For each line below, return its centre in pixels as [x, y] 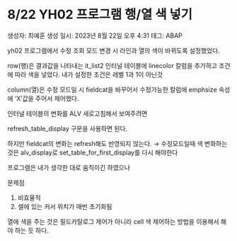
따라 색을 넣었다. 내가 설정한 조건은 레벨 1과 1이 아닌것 [89, 74]
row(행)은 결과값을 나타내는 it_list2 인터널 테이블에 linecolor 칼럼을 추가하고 [112, 65]
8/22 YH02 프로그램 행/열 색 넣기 [100, 15]
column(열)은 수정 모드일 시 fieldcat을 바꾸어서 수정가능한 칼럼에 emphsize [112, 89]
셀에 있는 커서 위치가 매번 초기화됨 [65, 206]
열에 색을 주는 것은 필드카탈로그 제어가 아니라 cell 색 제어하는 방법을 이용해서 [113, 221]
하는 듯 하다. [32, 230]
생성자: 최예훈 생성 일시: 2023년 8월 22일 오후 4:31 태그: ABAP [95, 35]
